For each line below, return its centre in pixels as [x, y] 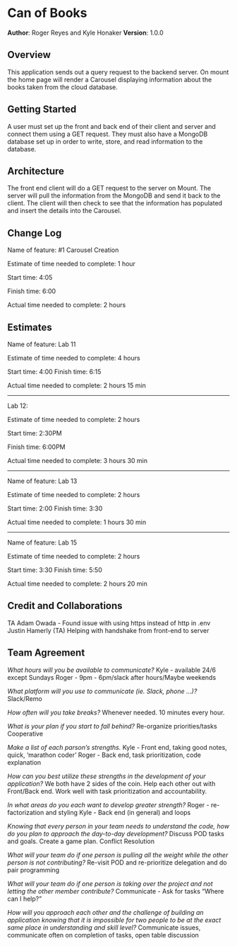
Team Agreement [46, 653]
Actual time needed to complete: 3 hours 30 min [78, 461]
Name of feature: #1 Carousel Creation [63, 250]
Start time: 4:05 [30, 278]
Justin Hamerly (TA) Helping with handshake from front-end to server [108, 630]
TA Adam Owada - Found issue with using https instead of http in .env [109, 623]
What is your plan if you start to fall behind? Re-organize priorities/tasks [112, 726]
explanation [24, 762]
